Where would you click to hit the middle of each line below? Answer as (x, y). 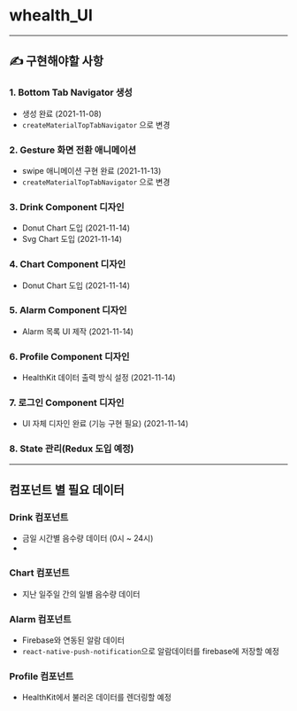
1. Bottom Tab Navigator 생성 (71, 92)
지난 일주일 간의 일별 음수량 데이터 (81, 594)
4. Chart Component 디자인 (68, 264)
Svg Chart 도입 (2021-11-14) (72, 239)
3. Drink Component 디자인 (67, 207)
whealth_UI (51, 16)
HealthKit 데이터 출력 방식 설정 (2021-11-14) (99, 378)
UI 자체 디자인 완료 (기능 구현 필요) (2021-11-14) (105, 424)
